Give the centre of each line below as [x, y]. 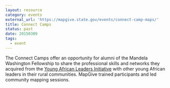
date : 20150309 [22, 34]
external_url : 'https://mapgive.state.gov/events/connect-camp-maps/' [82, 19]
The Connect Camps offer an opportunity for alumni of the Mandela [77, 58]
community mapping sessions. [38, 79]
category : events [24, 15]
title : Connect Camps [28, 24]
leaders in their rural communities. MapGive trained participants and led [81, 74]
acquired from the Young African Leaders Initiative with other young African [85, 69]
